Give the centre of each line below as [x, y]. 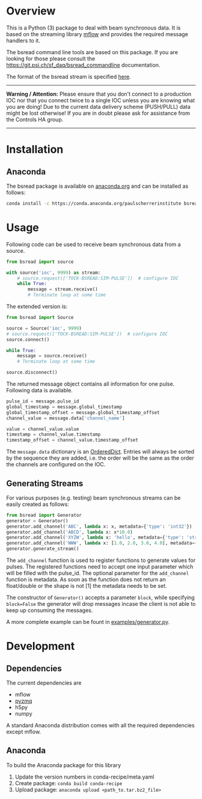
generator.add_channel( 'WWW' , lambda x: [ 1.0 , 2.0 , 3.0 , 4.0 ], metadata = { [102, 543]
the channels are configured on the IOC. [56, 464]
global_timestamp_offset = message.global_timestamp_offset [83, 412]
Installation [35, 150]
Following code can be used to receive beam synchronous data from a [94, 244]
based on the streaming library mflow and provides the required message [97, 34]
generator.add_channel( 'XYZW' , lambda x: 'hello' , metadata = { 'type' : [95, 538]
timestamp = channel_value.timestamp [54, 434]
